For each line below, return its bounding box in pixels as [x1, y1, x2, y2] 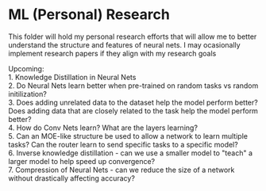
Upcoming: [8, 63, 44, 73]
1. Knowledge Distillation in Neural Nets [8, 72, 137, 82]
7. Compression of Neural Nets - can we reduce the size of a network [8, 165, 235, 174]
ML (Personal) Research [8, 6, 171, 24]
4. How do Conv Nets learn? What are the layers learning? [8, 123, 199, 132]
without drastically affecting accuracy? [8, 173, 135, 183]
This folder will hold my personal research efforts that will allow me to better [8, 32, 257, 41]
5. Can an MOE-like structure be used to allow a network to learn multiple [8, 131, 249, 140]
